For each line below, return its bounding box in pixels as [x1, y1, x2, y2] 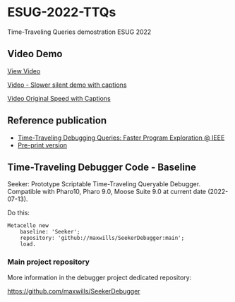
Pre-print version [17, 140, 68, 149]
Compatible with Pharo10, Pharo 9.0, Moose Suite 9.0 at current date [7, 188, 207, 196]
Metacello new [7, 222, 49, 229]
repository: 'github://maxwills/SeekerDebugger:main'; [20, 234, 185, 242]
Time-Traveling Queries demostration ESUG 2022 [7, 28, 152, 36]
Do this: [7, 209, 30, 217]
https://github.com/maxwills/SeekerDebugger [7, 286, 140, 295]
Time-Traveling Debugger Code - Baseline [7, 161, 196, 173]
